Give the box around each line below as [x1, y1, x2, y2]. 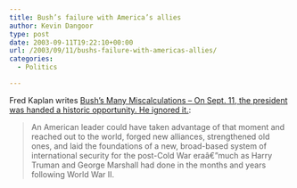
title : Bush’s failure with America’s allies [9, 12, 181, 22]
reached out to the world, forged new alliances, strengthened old [30, 131, 270, 142]
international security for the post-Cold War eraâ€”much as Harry [30, 150, 273, 160]
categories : [9, 54, 54, 63]
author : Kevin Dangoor [9, 21, 94, 30]
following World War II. [30, 168, 115, 179]
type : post [9, 29, 50, 38]
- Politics [17, 63, 58, 72]
